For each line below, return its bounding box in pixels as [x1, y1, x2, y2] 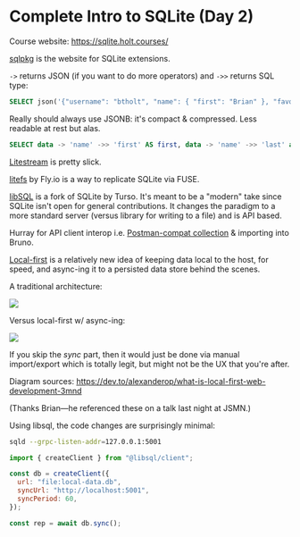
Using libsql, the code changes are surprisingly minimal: [9, 420, 216, 431]
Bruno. [9, 237, 34, 248]
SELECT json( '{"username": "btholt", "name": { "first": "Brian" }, [9, 96, 270, 106]
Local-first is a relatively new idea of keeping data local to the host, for [9, 254, 270, 264]
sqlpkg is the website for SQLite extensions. [9, 53, 171, 63]
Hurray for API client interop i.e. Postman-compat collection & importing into [9, 227, 290, 238]
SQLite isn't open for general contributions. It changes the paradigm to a [9, 200, 276, 211]
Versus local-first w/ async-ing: [9, 315, 126, 325]
